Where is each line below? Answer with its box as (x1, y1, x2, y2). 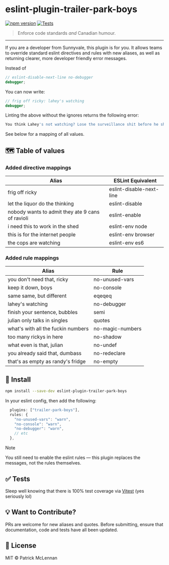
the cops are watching (8, 239, 60, 246)
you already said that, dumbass (8, 350, 82, 357)
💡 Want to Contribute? (5, 508, 76, 517)
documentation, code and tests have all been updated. (5, 527, 118, 533)
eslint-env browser (109, 231, 155, 238)
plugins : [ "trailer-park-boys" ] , (10, 407, 80, 413)
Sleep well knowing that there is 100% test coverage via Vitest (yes (5, 488, 144, 494)
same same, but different (8, 292, 67, 299)
